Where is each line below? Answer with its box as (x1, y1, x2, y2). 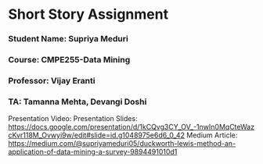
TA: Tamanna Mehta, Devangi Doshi (8, 96, 147, 107)
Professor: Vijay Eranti (8, 75, 95, 86)
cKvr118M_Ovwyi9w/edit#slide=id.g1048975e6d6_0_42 (8, 130, 186, 140)
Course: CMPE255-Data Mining (8, 55, 131, 66)
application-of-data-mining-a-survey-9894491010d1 (8, 147, 178, 157)
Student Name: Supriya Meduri (8, 34, 129, 45)
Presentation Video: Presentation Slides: (8, 114, 139, 123)
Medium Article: (186, 130, 238, 140)
